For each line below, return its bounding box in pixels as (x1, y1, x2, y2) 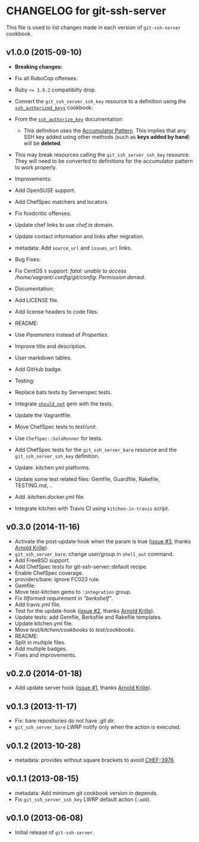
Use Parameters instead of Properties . (14, 331, 109, 338)
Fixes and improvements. (14, 651, 77, 659)
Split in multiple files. (14, 638, 66, 645)
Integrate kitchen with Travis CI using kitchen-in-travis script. (14, 505, 170, 512)
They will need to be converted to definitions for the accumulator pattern (14, 157, 193, 164)
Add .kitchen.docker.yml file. (14, 493, 85, 500)
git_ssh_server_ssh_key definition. (14, 452, 100, 460)
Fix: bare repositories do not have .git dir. (14, 717, 116, 724)
